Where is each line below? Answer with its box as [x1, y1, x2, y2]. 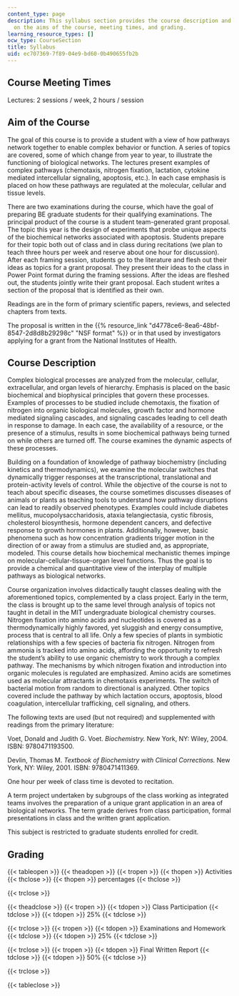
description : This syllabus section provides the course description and [7, 17, 232, 24]
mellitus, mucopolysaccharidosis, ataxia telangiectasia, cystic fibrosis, [7, 511, 214, 520]
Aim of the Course [7, 116, 91, 129]
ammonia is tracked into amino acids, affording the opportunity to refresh [7, 646, 223, 655]
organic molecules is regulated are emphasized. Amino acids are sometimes [7, 669, 232, 678]
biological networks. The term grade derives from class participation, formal [7, 806, 232, 815]
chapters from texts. [7, 307, 67, 316]
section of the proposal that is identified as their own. [7, 286, 164, 294]
